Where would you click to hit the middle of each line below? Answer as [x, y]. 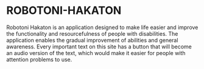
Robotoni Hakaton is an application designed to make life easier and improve [102, 27]
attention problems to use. [39, 59]
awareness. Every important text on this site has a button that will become [99, 47]
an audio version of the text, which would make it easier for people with [96, 53]
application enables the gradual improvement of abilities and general [92, 40]
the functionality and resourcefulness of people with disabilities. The [92, 33]
